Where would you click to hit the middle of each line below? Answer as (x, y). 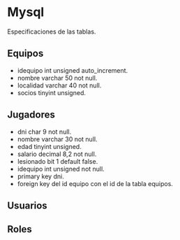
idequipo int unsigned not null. (61, 169)
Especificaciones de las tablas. (52, 31)
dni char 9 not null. (44, 132)
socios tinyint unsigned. (51, 92)
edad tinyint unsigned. (49, 146)
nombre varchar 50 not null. (57, 78)
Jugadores (31, 115)
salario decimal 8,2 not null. (57, 154)
